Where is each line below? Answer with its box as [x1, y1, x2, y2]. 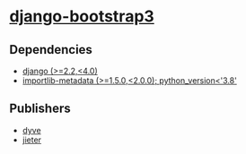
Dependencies [9, 42, 92, 57]
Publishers [9, 101, 71, 116]
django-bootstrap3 [9, 6, 154, 27]
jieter [22, 134, 42, 145]
